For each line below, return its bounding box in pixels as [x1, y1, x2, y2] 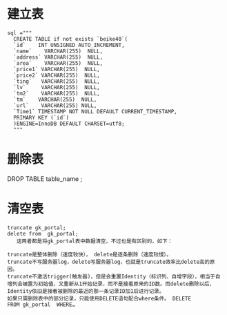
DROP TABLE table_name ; [7, 174, 83, 183]
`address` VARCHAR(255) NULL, [13, 53, 103, 61]
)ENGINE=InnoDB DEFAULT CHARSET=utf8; [13, 120, 126, 127]
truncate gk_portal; [7, 224, 67, 231]
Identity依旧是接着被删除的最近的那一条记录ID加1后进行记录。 [7, 287, 165, 294]
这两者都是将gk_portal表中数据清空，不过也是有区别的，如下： [16, 238, 173, 245]
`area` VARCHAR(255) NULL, [13, 59, 103, 66]
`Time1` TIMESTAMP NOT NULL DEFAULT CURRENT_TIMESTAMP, [13, 108, 177, 115]
